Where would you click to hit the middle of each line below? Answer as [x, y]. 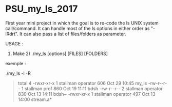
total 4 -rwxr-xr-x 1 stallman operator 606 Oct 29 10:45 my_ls [82, 83]
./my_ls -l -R [18, 73]
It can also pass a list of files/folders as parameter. [73, 34]
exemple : [16, 63]
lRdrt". [12, 34]
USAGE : [14, 43]
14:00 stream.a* [35, 99]
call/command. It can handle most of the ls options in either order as [78, 28]
